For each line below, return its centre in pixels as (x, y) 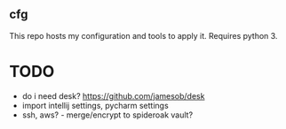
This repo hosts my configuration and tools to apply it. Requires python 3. (143, 35)
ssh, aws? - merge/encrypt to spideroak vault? (107, 115)
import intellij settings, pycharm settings (95, 105)
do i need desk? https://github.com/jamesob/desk (113, 95)
